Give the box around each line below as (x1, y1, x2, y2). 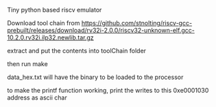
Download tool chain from (7, 19, 80, 27)
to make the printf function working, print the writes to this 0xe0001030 (7, 87, 209, 94)
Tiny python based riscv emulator (7, 6, 102, 14)
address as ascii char (7, 93, 67, 102)
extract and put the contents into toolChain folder (7, 47, 146, 55)
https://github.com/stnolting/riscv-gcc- (81, 19, 193, 27)
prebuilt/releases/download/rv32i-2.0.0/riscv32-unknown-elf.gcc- (7, 27, 195, 34)
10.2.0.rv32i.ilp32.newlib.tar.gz (7, 33, 94, 42)
